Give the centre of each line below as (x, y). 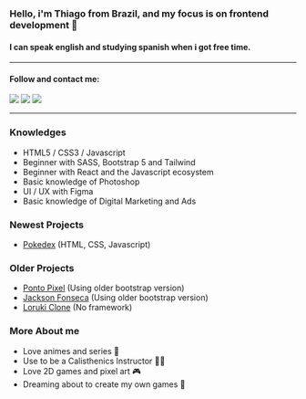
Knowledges (38, 132)
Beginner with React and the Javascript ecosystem (118, 172)
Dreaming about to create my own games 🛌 (104, 384)
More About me (45, 331)
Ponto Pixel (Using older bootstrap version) (103, 288)
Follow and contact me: (55, 79)
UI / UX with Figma (58, 191)
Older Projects (42, 268)
